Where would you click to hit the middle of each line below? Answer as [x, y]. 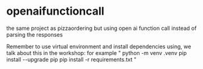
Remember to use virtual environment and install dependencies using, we [99, 46]
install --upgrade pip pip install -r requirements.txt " [72, 59]
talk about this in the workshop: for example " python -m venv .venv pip [97, 53]
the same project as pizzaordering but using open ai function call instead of [102, 28]
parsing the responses [35, 34]
